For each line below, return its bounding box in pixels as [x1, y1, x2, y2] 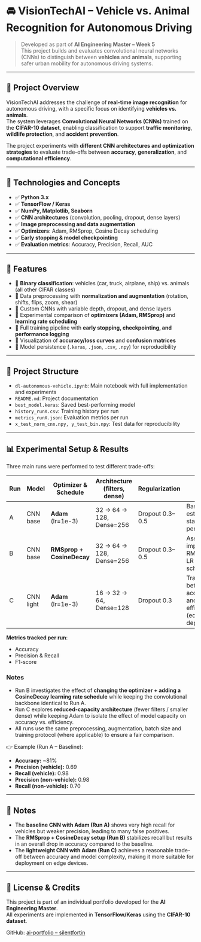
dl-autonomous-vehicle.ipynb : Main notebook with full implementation [14, 382, 188, 389]
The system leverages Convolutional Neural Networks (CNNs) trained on [6, 117, 188, 125]
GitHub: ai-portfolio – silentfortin [6, 929, 86, 936]
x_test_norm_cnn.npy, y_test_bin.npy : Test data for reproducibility [14, 420, 181, 428]
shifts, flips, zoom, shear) [14, 299, 78, 306]
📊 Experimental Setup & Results [6, 444, 129, 454]
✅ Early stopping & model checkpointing [14, 234, 118, 241]
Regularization [138, 484, 181, 493]
